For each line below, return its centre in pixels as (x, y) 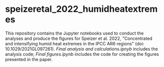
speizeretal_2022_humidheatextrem (82, 9)
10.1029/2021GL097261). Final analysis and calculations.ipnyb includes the (82, 49)
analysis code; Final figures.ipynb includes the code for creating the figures (82, 54)
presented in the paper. (29, 59)
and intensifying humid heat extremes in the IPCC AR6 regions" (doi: (75, 43)
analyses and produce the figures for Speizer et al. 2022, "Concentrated (79, 38)
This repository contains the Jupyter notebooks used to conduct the (75, 33)
